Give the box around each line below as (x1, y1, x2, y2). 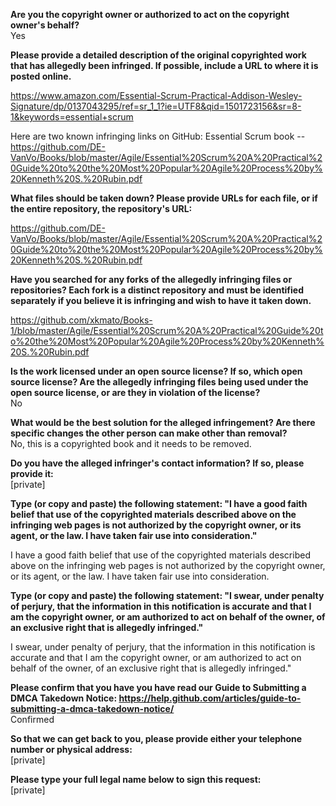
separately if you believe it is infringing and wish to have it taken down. (10, 295, 312, 306)
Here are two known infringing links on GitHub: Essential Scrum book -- (10, 130, 306, 142)
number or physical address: (10, 744, 133, 755)
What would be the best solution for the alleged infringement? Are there (10, 417, 316, 428)
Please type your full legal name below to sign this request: (10, 774, 262, 785)
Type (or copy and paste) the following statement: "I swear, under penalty (10, 590, 325, 601)
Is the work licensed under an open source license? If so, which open (10, 365, 303, 377)
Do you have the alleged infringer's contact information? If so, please (10, 457, 305, 469)
